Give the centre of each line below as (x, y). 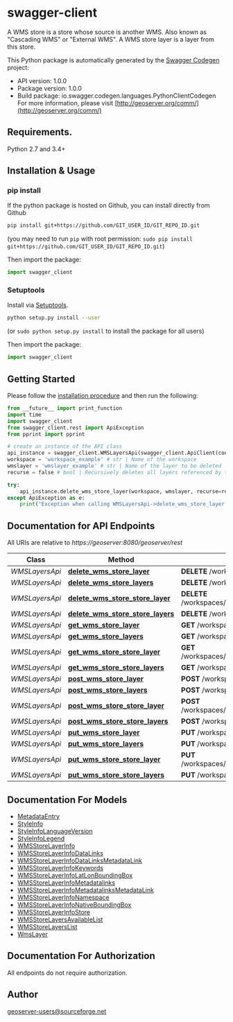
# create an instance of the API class (65, 447)
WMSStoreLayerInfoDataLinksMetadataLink (79, 860)
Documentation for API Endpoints (81, 526)
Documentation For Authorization (81, 956)
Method (121, 560)
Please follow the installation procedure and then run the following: (103, 396)
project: (18, 67)
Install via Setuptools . (38, 305)
